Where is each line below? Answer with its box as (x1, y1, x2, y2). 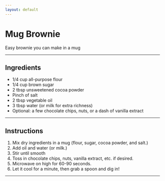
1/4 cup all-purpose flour (12, 77, 63, 83)
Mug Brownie (5, 28, 60, 39)
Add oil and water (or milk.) (12, 145, 67, 151)
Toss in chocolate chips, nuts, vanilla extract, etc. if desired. (12, 155, 134, 161)
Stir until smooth (12, 151, 46, 156)
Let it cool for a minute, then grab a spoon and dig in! (12, 166, 120, 172)
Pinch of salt (12, 92, 38, 98)
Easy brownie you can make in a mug (5, 45, 81, 51)
